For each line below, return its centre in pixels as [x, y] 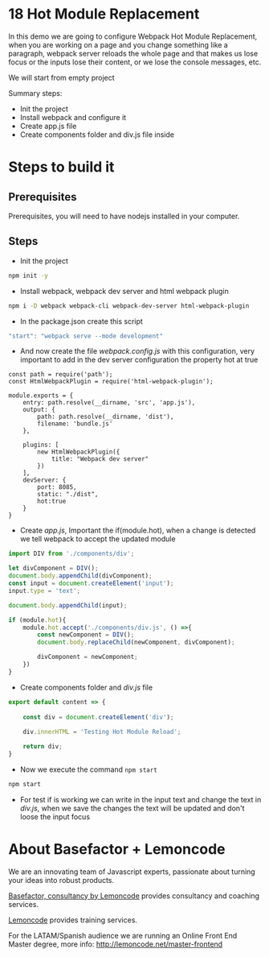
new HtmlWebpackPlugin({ [79, 452]
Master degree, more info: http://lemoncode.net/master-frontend [116, 944]
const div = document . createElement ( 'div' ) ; [98, 717]
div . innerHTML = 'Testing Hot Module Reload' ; [102, 732]
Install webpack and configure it [73, 117]
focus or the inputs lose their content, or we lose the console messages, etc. [135, 62]
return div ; [43, 747]
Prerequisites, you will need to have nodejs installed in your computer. [124, 216]
